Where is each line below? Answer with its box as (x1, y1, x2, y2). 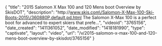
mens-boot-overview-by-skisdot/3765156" (5, 35, 92, 41)
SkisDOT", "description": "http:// (5, 9, 70, 15)
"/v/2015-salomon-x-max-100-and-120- (77, 30, 158, 36)
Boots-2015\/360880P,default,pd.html (5, 15, 82, 20)
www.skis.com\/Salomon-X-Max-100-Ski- (69, 9, 154, 15)
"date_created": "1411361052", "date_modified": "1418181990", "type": (5, 25, 145, 31)
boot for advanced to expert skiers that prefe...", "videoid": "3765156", (5, 20, 147, 25)
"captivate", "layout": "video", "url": (5, 30, 76, 36)
